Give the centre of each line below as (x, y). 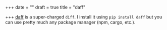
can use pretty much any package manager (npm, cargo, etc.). (70, 22)
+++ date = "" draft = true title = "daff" (45, 7)
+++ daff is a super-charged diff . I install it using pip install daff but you (84, 17)
